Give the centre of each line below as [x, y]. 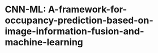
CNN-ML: [25, 10]
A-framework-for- [87, 10]
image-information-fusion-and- [75, 31]
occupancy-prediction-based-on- [79, 20]
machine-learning [44, 42]
